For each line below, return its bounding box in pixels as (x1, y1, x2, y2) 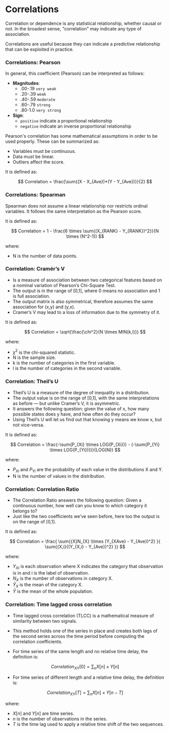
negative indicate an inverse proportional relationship (20, 123, 132, 130)
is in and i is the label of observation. (12, 570, 90, 576)
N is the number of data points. (12, 253, 77, 259)
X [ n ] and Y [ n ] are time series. (12, 710, 74, 717)
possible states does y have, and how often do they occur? (12, 411, 136, 417)
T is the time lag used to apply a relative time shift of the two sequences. (12, 721, 164, 727)
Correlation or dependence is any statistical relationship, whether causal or (5, 20, 162, 26)
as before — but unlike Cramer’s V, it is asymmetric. (12, 400, 120, 406)
